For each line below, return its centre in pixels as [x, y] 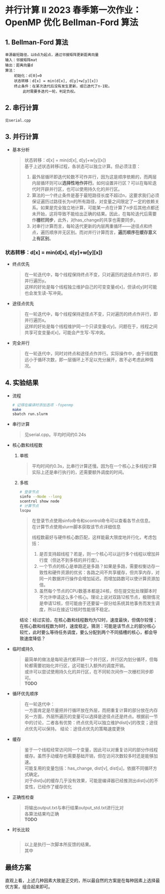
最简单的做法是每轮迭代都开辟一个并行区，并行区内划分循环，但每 [91, 659]
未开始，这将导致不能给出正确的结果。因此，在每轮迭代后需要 [94, 214]
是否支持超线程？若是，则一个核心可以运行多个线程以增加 [97, 554]
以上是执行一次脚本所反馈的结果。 [59, 844]
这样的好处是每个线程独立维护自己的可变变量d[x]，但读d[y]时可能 [91, 287]
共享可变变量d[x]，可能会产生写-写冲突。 [66, 332]
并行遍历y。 [37, 280]
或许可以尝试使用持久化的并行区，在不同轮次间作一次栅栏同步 [87, 671]
